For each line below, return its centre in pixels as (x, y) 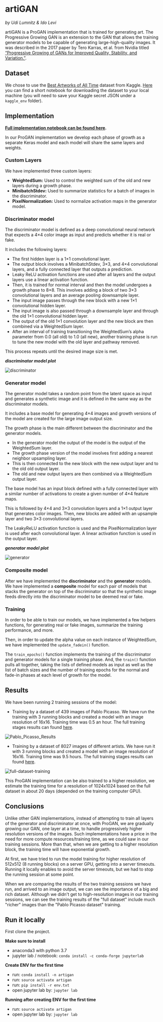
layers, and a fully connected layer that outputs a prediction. (72, 269)
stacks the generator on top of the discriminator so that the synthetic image (81, 591)
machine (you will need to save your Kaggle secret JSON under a (70, 95)
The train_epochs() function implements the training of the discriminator (78, 654)
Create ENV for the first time (34, 965)
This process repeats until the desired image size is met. (62, 351)
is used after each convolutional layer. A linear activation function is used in (81, 533)
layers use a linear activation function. (50, 280)
